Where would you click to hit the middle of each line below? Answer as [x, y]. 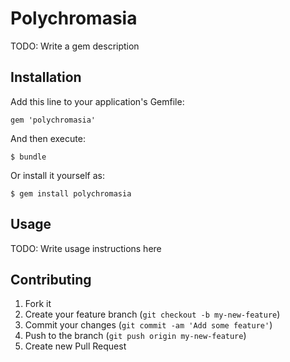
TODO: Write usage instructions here [86, 248]
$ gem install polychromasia [71, 193]
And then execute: [48, 138]
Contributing [51, 279]
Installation [46, 77]
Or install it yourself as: [57, 175]
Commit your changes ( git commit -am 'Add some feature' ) [148, 325]
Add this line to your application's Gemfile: [97, 101]
